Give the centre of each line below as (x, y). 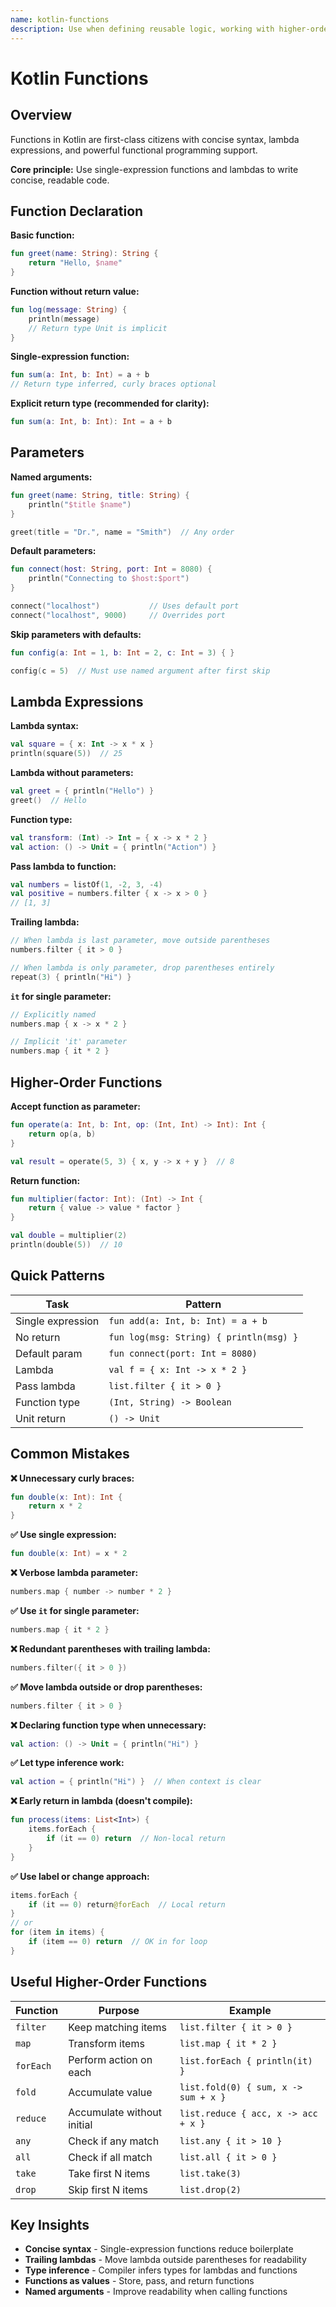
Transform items (106, 2043)
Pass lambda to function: (63, 866)
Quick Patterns (58, 1276)
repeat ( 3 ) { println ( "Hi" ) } (71, 977)
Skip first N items (108, 2189)
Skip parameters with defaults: (76, 634)
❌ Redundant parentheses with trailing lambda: (110, 1648)
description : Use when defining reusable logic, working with (142, 29)
